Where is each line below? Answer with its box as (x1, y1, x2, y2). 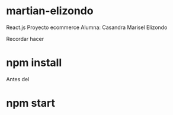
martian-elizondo (6, 4, 94, 18)
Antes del (6, 75, 30, 82)
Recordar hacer (6, 35, 44, 42)
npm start (6, 97, 55, 110)
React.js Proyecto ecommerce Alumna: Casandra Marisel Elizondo (6, 24, 168, 31)
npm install (6, 56, 62, 69)
